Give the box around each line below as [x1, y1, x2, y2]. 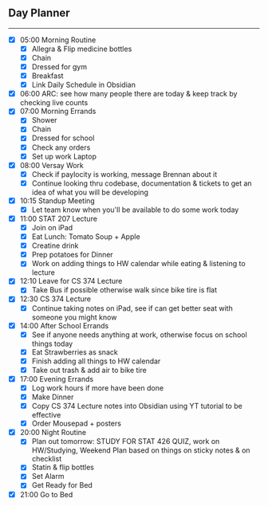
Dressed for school [31, 133, 95, 143]
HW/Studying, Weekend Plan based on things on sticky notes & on [31, 445, 250, 455]
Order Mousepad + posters [31, 418, 122, 429]
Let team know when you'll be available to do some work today [31, 205, 239, 214]
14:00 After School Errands [19, 320, 109, 330]
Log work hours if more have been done [31, 382, 164, 393]
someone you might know [31, 312, 117, 322]
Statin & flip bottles [31, 462, 94, 473]
